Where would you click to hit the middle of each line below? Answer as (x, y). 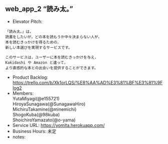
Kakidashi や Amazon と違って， (36, 62)
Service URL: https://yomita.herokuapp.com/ (59, 125)
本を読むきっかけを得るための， (33, 42)
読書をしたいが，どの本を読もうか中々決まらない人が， (53, 37)
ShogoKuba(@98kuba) (36, 114)
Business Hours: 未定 (34, 131)
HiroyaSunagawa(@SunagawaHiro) (49, 104)
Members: (23, 93)
